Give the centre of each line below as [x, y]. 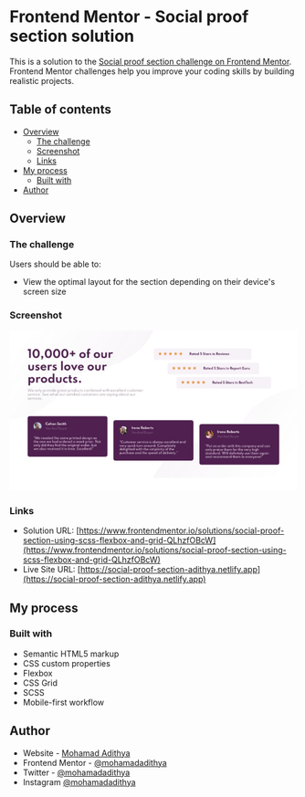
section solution [72, 36]
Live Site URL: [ [52, 570]
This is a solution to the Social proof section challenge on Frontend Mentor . [151, 61]
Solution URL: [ [51, 530]
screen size [44, 292]
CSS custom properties [67, 663]
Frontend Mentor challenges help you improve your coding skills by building [152, 71]
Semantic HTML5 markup [71, 654]
